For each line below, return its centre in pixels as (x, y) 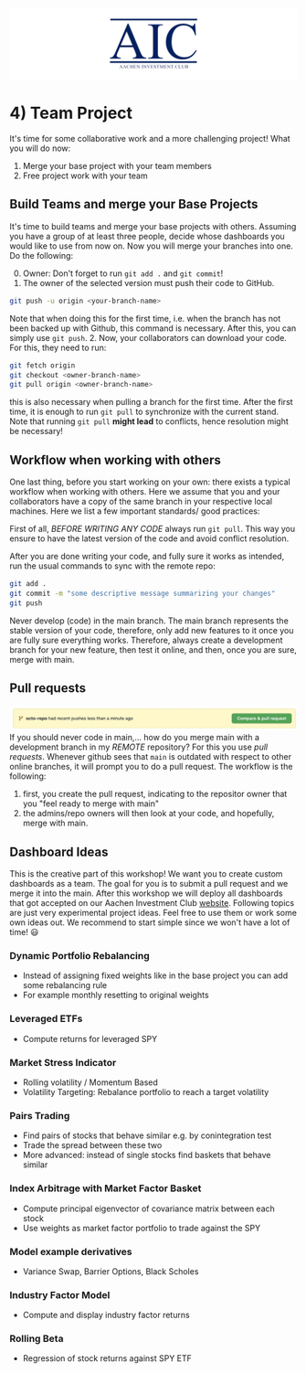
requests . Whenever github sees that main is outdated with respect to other (151, 757)
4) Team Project (71, 113)
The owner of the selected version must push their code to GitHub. (148, 282)
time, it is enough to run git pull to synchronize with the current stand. (144, 412)
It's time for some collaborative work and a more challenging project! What (150, 138)
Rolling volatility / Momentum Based (90, 1082)
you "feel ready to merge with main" (91, 804)
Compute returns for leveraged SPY (90, 1038)
